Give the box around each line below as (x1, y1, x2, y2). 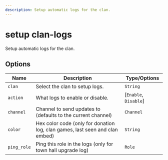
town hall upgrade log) (35, 147, 89, 154)
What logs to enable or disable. (35, 94, 108, 101)
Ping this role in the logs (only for (35, 140, 113, 147)
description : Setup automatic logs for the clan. (5, 7, 111, 12)
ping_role (7, 144, 31, 150)
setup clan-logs (5, 28, 72, 40)
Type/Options (125, 74, 159, 81)
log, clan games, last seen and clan (35, 126, 118, 133)
